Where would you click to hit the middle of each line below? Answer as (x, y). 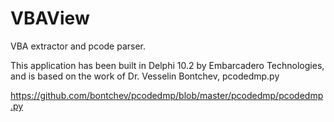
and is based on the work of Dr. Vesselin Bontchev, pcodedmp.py (145, 76)
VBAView (50, 18)
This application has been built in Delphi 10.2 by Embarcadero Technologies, (167, 65)
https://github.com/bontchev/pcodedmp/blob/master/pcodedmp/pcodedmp (167, 95)
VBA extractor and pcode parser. (78, 46)
